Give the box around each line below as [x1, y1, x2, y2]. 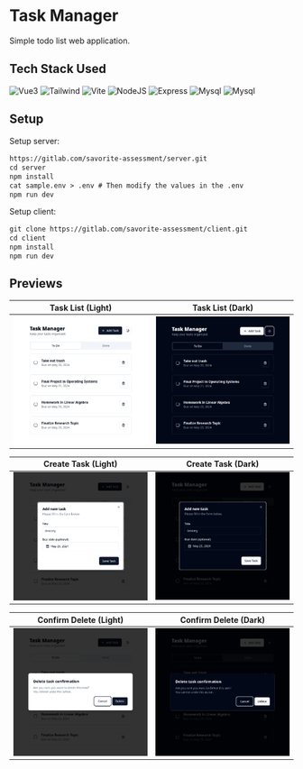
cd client [9, 233, 47, 243]
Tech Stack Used [9, 61, 106, 77]
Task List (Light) [49, 302, 113, 313]
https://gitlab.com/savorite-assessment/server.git [9, 154, 207, 163]
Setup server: [9, 135, 60, 146]
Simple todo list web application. [9, 35, 131, 46]
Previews [9, 276, 63, 291]
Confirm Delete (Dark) [179, 614, 266, 625]
